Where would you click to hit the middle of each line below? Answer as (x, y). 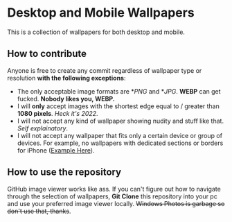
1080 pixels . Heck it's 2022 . (57, 113)
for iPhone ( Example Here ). (56, 150)
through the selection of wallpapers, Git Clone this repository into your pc (113, 196)
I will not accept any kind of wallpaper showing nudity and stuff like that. (120, 121)
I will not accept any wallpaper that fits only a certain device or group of (120, 135)
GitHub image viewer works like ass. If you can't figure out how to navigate (114, 189)
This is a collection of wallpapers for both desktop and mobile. (96, 32)
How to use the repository (64, 172)
